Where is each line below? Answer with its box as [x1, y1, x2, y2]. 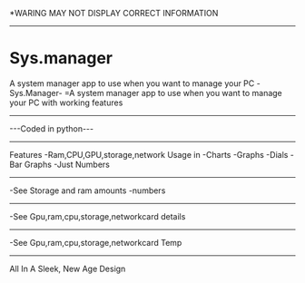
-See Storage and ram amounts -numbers [9, 185, 166, 196]
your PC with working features [9, 97, 123, 108]
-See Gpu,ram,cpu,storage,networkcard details [9, 210, 186, 221]
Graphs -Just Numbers [24, 159, 111, 170]
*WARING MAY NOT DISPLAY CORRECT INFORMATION [9, 8, 219, 18]
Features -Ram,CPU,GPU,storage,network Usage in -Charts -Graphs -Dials [9, 149, 289, 160]
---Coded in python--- [9, 122, 93, 134]
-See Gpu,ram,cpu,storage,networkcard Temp [9, 237, 182, 248]
